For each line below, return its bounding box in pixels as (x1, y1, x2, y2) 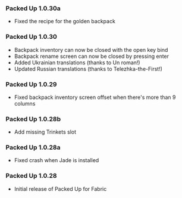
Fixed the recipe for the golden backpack (14, 18, 115, 25)
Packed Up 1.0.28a (5, 143, 61, 151)
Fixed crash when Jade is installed (14, 157, 99, 164)
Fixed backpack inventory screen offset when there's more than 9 (14, 94, 176, 101)
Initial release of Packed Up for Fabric (14, 185, 107, 192)
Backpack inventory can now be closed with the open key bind (14, 46, 168, 53)
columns (14, 100, 36, 107)
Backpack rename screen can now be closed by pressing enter (14, 52, 170, 60)
